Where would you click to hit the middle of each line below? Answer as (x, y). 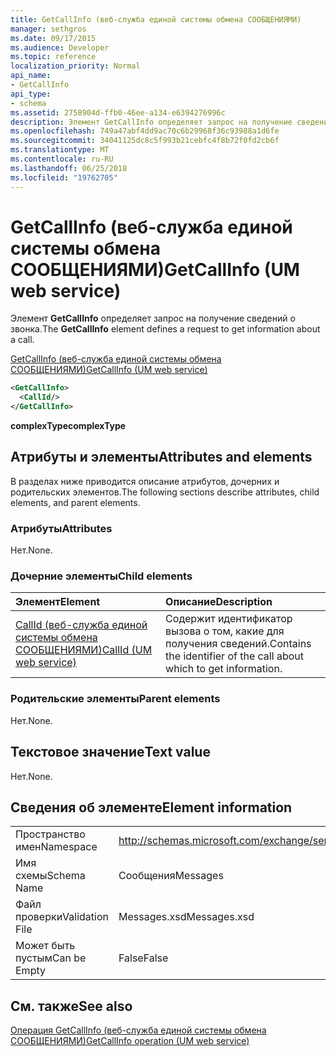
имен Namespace (56, 847)
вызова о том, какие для (225, 631)
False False (143, 958)
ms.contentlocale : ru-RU (62, 159)
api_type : (31, 94)
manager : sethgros (48, 29)
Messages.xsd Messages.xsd (186, 917)
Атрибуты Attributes (61, 528)
